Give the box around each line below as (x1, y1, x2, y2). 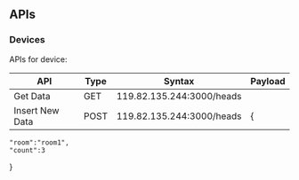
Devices (9, 34, 46, 46)
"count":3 (9, 145, 46, 154)
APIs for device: (9, 53, 68, 65)
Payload (250, 74, 286, 87)
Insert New (13, 104, 60, 116)
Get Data (13, 90, 51, 102)
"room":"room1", (9, 137, 69, 147)
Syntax (163, 74, 195, 87)
